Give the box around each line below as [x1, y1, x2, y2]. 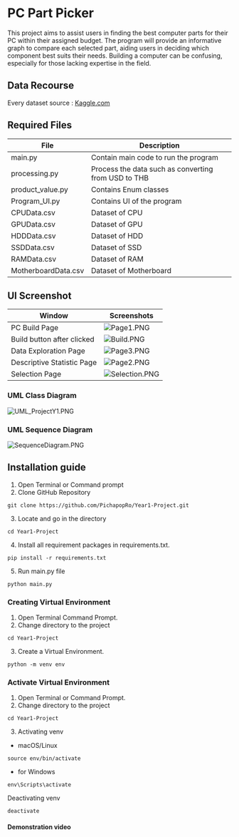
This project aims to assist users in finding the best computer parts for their [7, 29, 229, 37]
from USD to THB [91, 173, 149, 183]
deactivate [7, 808, 40, 815]
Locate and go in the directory [17, 514, 107, 523]
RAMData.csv [11, 254, 57, 264]
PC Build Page [11, 323, 59, 333]
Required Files [7, 119, 73, 131]
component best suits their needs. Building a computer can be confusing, [7, 51, 223, 60]
